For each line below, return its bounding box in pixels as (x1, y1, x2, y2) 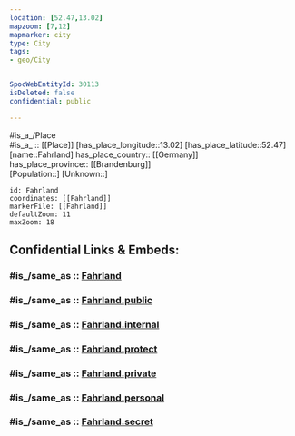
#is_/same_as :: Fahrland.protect (9, 342, 158, 355)
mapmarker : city (9, 30, 71, 39)
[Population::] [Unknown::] (9, 168, 109, 179)
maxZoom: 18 (9, 217, 54, 227)
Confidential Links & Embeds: (9, 243, 180, 258)
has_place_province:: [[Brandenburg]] (9, 158, 152, 169)
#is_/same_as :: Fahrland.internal (9, 318, 160, 331)
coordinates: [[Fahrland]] (9, 193, 112, 203)
